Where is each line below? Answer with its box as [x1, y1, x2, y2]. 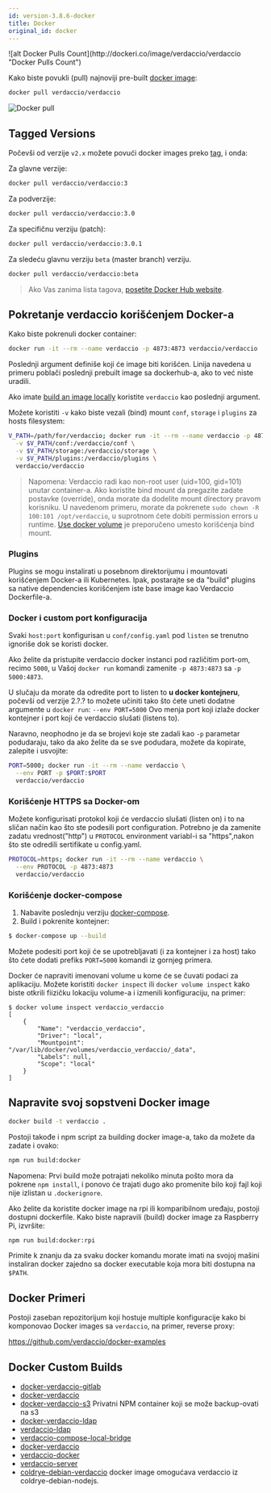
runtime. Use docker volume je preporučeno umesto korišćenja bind [27, 519, 255, 529]
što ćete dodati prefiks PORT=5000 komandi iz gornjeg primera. [8, 955, 213, 965]
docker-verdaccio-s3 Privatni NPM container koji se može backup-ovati [19, 1399, 260, 1408]
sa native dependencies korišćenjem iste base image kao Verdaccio [8, 583, 234, 593]
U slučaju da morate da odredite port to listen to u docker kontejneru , [8, 687, 240, 698]
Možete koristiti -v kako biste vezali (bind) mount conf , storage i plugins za [8, 408, 257, 418]
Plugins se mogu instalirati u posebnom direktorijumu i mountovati [8, 566, 228, 576]
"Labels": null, [37, 1053, 92, 1061]
